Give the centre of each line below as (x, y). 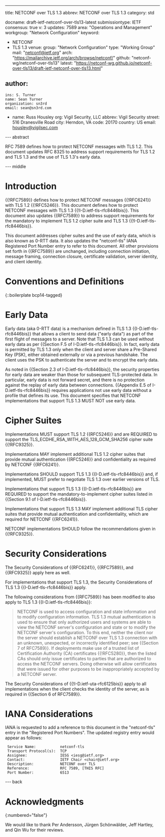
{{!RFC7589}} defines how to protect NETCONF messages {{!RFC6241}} (78, 200)
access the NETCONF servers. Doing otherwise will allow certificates (87, 664)
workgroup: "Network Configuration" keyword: (52, 33)
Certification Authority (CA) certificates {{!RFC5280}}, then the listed (87, 653)
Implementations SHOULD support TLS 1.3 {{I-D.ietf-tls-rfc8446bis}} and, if (82, 474)
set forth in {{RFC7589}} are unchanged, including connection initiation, (78, 251)
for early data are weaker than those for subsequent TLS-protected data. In (81, 374)
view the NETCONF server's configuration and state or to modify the (86, 627)
